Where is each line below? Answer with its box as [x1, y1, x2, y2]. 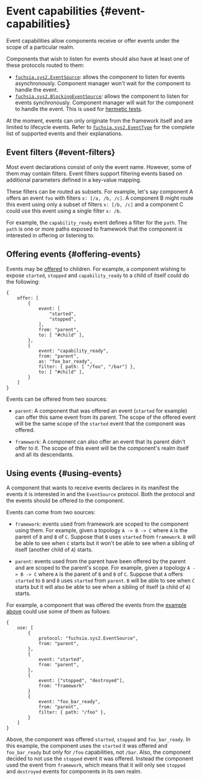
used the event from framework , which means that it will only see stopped [6, 762, 186, 769]
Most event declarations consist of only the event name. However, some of [6, 163, 192, 170]
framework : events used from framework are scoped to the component [14, 520, 189, 528]
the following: [6, 278, 40, 285]
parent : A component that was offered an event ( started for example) [14, 407, 188, 414]
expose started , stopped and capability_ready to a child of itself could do [6, 272, 189, 279]
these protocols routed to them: [6, 62, 85, 69]
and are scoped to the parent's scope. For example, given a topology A [14, 564, 191, 572]
